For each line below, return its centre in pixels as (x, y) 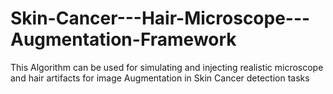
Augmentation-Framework (123, 39)
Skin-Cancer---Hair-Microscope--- (160, 18)
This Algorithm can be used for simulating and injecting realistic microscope (167, 67)
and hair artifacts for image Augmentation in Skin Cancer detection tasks (160, 78)
